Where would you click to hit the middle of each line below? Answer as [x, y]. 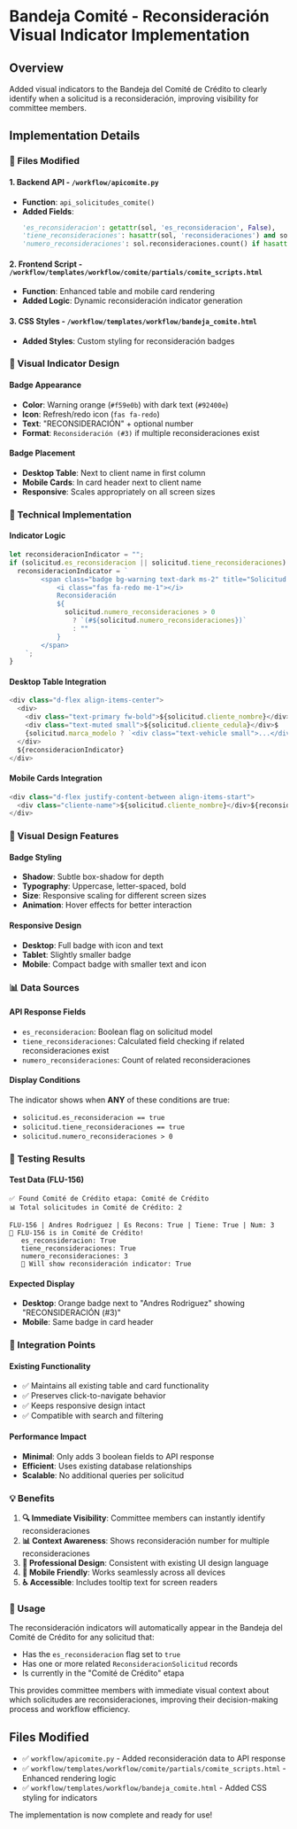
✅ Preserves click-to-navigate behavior [94, 1396]
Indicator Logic [38, 536]
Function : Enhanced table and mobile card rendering [118, 292]
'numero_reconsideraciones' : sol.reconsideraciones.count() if [141, 244]
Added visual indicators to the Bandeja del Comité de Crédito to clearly [138, 89]
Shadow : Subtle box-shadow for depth [93, 877]
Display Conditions [45, 1080]
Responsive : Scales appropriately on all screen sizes [118, 491]
